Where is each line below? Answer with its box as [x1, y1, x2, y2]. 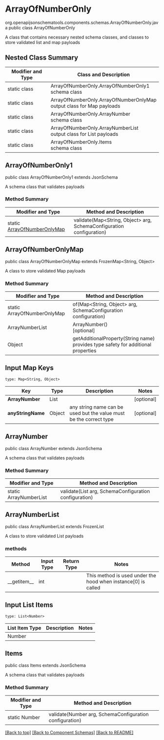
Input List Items [5, 601, 54, 609]
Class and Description [77, 71, 130, 78]
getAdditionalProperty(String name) [72, 335, 155, 342]
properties [72, 347, 97, 354]
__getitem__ [7, 578, 34, 585]
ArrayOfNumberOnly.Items [50, 138, 112, 145]
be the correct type [69, 416, 114, 423]
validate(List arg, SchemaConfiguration [60, 488, 150, 494]
